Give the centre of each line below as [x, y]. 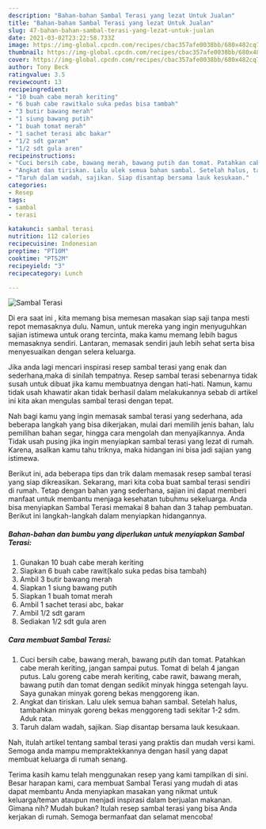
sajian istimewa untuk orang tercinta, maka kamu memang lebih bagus [123, 335]
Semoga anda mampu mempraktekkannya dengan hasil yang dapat [118, 751]
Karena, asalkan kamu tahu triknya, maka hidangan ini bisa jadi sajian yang [130, 450]
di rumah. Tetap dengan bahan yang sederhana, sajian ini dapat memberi [127, 491]
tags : [17, 200]
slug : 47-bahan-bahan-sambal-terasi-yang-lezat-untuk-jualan [111, 30]
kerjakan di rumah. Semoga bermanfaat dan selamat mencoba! [111, 817]
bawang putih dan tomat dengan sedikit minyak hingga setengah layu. [134, 685]
